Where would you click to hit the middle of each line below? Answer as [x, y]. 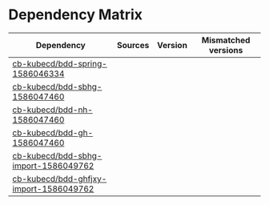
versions [226, 50]
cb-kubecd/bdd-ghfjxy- [60, 179]
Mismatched [226, 40]
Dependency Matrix [75, 15]
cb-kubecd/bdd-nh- [53, 110]
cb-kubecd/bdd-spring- [60, 63]
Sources [133, 45]
